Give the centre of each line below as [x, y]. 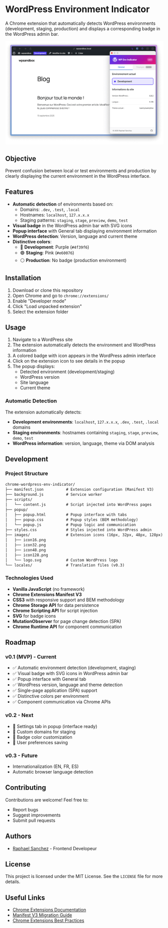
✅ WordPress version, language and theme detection [67, 685]
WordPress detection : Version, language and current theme [75, 236]
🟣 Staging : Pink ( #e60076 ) [47, 252]
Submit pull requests [34, 820]
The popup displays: [34, 367]
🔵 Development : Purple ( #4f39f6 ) [55, 247]
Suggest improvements [36, 815]
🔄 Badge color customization [42, 737]
